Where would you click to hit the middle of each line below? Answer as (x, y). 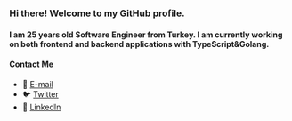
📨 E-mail (37, 84)
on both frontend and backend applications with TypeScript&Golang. (139, 44)
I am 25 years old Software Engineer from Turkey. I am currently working (146, 35)
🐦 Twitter (41, 94)
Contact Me (32, 64)
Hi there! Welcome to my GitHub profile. (97, 13)
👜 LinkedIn (41, 107)
